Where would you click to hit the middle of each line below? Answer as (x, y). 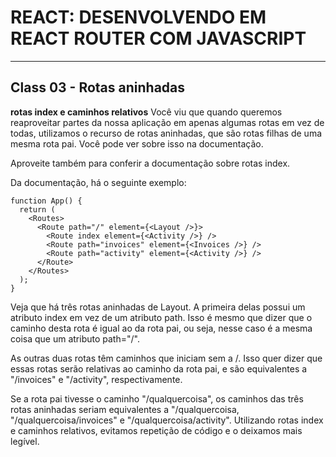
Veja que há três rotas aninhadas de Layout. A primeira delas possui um (158, 307)
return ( (37, 209)
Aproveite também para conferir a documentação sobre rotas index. (150, 163)
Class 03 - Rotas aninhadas (98, 87)
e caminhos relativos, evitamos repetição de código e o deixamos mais (156, 430)
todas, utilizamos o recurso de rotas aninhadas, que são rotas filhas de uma (166, 133)
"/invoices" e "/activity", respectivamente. (96, 379)
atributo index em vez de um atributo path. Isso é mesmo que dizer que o (161, 317)
